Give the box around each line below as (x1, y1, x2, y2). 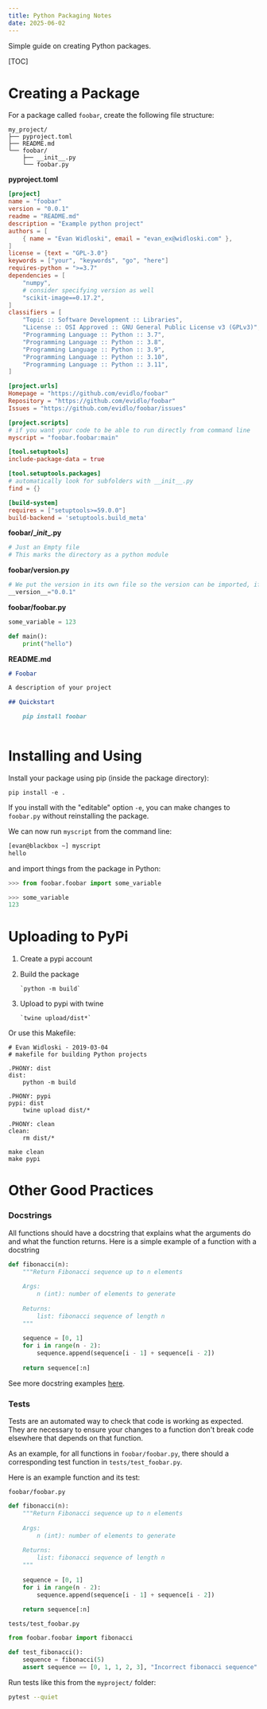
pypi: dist (8, 1100, 44, 1108)
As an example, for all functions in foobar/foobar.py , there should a (8, 1449, 229, 1458)
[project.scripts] (8, 419, 69, 427)
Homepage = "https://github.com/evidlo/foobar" (8, 389, 169, 398)
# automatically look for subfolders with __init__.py (8, 477, 194, 486)
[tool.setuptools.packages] (8, 470, 102, 478)
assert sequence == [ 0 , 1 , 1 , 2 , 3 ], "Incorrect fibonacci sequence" (22, 1663, 258, 1671)
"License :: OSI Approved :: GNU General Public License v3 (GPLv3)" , (22, 323, 261, 331)
